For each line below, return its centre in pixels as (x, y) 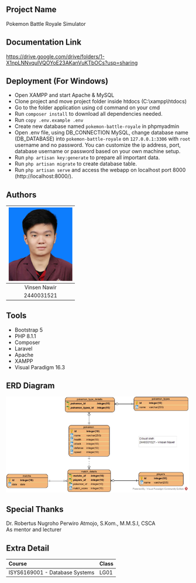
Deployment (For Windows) (57, 81)
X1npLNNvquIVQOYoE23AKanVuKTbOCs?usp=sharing (72, 63)
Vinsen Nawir (40, 287)
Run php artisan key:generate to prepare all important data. (87, 157)
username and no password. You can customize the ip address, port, (98, 145)
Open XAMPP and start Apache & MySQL (64, 95)
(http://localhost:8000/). (44, 176)
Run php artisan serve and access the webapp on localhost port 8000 (100, 170)
